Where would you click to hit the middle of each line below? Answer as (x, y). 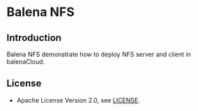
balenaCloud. (26, 62)
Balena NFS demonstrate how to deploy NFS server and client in (99, 54)
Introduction (34, 38)
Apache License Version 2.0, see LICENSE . (78, 100)
